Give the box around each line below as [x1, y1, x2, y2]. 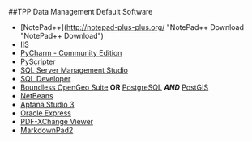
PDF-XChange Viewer [19, 117, 94, 126]
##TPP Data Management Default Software [8, 7, 153, 16]
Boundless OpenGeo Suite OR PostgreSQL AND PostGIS [19, 82, 209, 92]
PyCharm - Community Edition [19, 48, 122, 57]
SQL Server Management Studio [19, 65, 128, 75]
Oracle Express [19, 108, 71, 118]
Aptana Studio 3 [19, 100, 75, 109]
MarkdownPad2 [19, 125, 74, 135]
